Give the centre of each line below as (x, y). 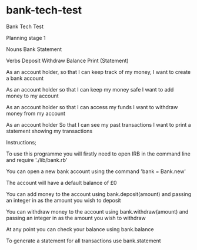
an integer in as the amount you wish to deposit (64, 200)
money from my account (36, 113)
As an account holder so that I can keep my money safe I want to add (90, 89)
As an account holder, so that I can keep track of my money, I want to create (98, 72)
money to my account (32, 96)
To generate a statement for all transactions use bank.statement (84, 241)
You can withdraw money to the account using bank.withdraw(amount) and (97, 211)
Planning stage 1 (26, 38)
